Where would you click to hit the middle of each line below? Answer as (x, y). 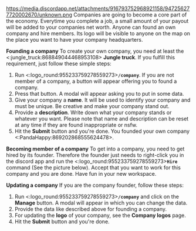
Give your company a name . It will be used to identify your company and (102, 100)
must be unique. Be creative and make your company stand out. (92, 106)
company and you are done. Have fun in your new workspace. (81, 174)
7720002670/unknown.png (39, 15)
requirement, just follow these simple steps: (59, 63)
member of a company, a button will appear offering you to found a (96, 81)
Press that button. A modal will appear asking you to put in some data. (99, 94)
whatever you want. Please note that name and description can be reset (102, 119)
